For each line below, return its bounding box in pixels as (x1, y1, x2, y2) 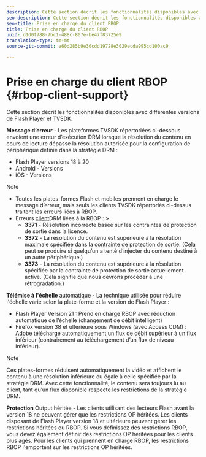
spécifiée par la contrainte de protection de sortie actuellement (24, 266, 184, 274)
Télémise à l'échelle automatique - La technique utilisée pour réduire (6, 291, 181, 299)
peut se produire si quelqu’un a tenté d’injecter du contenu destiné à (24, 247, 197, 255)
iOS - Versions (15, 171, 52, 179)
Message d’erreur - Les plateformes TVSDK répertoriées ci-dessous (6, 126, 181, 134)
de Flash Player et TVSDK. (6, 115, 73, 122)
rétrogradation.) (24, 280, 64, 287)
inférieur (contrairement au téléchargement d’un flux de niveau (15, 336, 174, 344)
